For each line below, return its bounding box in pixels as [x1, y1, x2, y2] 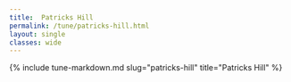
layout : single [9, 29, 66, 38]
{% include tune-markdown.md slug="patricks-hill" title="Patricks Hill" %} [9, 62, 283, 73]
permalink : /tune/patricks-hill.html [9, 21, 150, 30]
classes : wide [9, 37, 62, 47]
